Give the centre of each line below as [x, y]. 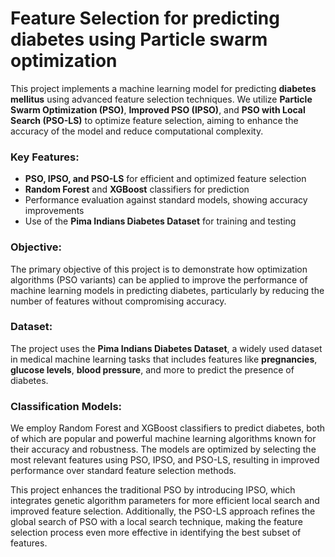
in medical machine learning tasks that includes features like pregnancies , [164, 359]
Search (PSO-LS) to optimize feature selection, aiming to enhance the [154, 120]
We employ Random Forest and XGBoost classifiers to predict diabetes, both [168, 428]
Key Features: [45, 157]
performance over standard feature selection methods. [123, 471]
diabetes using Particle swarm [139, 39]
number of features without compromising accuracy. [118, 301]
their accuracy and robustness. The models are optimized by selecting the [163, 449]
